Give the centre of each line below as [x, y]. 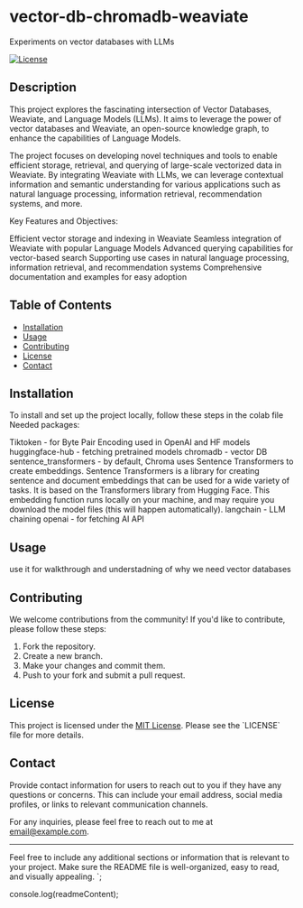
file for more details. [46, 735]
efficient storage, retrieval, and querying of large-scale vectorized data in [146, 165]
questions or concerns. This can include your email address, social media [146, 794]
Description [43, 88]
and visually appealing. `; [55, 876]
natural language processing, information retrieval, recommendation [136, 194]
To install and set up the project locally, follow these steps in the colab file [147, 415]
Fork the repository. [59, 646]
